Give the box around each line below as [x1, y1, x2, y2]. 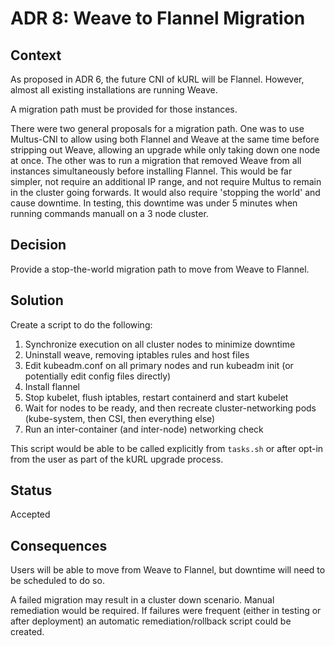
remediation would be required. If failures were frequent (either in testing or [10, 605, 322, 617]
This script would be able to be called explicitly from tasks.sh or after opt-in [10, 442, 324, 454]
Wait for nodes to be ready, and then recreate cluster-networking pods [24, 402, 317, 414]
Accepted [10, 508, 51, 521]
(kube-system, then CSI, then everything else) [24, 412, 216, 424]
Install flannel [24, 380, 80, 392]
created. [10, 626, 45, 638]
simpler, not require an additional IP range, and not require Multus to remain [10, 176, 322, 187]
